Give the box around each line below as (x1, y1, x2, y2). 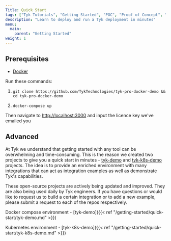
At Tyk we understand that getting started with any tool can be (5, 146, 136, 152)
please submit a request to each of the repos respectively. (5, 199, 127, 205)
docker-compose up (12, 103, 52, 109)
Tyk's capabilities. (5, 173, 43, 179)
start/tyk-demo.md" (5, 215, 47, 221)
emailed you (5, 118, 32, 124)
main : (10, 26, 22, 32)
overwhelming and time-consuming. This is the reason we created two (5, 151, 154, 157)
